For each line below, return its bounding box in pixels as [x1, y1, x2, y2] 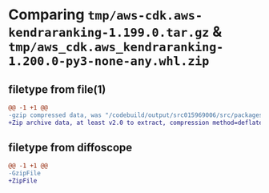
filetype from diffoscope [8, 141, 133, 155]
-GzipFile [8, 170, 42, 178]
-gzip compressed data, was [8, 111, 102, 119]
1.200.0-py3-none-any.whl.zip [8, 54, 210, 69]
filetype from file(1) [8, 82, 106, 96]
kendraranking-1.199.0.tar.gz [8, 26, 210, 41]
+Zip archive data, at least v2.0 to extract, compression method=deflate [8, 119, 263, 127]
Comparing [8, 6, 85, 24]
